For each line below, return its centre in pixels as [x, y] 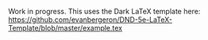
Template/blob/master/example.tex [65, 28]
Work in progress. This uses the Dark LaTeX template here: [104, 11]
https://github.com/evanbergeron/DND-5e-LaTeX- [91, 20]
